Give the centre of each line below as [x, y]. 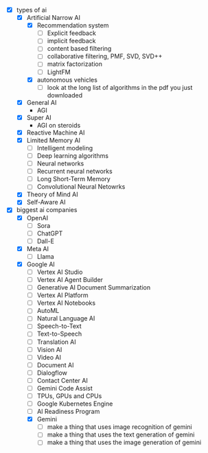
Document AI [55, 365]
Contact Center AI [62, 380]
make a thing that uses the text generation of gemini [121, 434]
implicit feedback [72, 41]
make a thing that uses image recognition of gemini [120, 427]
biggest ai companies [47, 210]
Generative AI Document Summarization [94, 288]
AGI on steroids [59, 125]
